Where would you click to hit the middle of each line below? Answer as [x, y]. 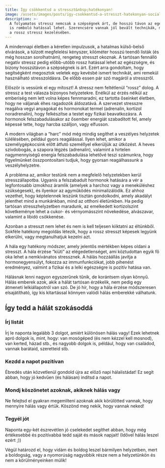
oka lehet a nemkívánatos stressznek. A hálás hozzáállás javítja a [71, 257]
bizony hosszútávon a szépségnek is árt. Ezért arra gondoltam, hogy [75, 68]
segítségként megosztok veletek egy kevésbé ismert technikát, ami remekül [82, 73]
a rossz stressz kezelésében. [40, 33]
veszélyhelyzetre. [23, 165]
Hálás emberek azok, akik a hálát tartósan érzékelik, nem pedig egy [73, 282]
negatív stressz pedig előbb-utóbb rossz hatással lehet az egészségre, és [80, 62]
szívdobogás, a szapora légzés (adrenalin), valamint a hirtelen [68, 149]
